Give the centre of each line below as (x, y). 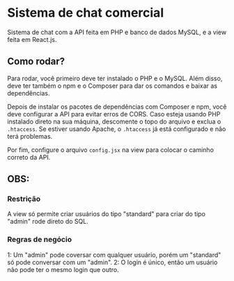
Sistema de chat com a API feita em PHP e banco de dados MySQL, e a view (117, 32)
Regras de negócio (39, 240)
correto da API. (29, 157)
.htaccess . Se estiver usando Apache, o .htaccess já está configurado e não (117, 129)
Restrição (24, 199)
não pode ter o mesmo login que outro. (63, 269)
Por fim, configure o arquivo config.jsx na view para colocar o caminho (111, 150)
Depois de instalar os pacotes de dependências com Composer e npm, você (117, 107)
